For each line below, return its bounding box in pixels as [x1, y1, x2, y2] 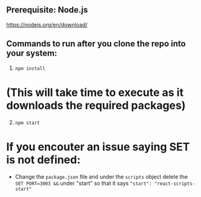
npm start [15, 120, 41, 126]
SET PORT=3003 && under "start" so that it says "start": [15, 179, 153, 187]
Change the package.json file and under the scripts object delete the [15, 173, 188, 180]
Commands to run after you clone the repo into [6, 39, 186, 49]
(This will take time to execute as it [6, 85, 183, 99]
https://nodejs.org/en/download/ [6, 21, 88, 28]
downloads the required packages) [6, 98, 186, 112]
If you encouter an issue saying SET [6, 140, 190, 154]
